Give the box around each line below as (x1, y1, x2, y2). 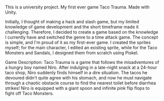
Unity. (5, 9, 17, 15)
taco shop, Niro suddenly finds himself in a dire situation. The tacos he (5, 70, 148, 75)
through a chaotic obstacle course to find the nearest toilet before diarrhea (5, 80, 156, 86)
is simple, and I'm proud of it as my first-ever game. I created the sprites (5, 40, 151, 45)
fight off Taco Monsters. (5, 90, 54, 96)
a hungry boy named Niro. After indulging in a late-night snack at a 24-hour (5, 64, 158, 70)
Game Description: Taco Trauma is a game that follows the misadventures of (5, 60, 160, 65)
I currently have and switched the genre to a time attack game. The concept (5, 34, 158, 40)
